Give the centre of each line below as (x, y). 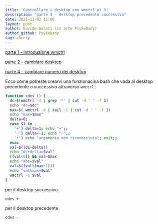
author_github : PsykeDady (32, 33)
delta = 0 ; (19, 119)
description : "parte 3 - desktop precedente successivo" (66, 15)
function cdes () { (25, 96)
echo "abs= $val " (26, 161)
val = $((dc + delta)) (29, 147)
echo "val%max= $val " (31, 171)
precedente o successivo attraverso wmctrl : (51, 86)
